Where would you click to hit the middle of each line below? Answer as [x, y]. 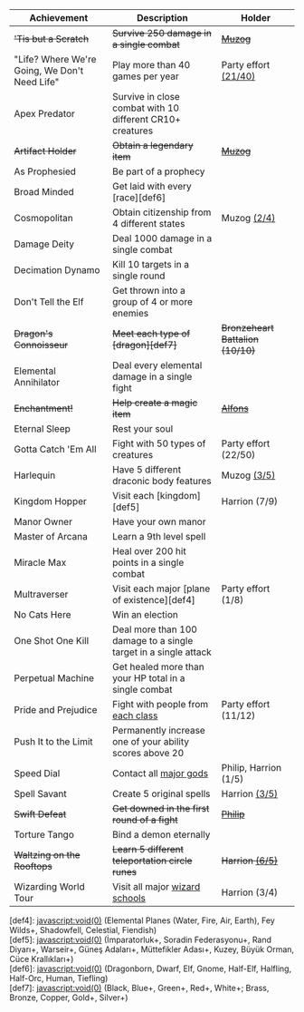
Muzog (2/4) [248, 218]
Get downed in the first [161, 808]
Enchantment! [43, 409]
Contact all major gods [160, 773]
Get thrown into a [148, 291]
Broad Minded [44, 192]
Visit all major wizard [156, 886]
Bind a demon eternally [161, 835]
